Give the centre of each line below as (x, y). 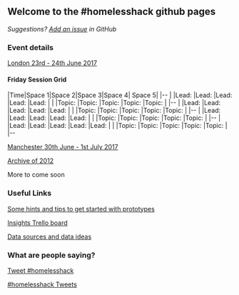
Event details (30, 47)
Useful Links (30, 194)
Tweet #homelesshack (41, 270)
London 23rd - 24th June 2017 (52, 63)
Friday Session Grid (37, 79)
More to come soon (36, 175)
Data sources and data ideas (50, 236)
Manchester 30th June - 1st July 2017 (63, 147)
